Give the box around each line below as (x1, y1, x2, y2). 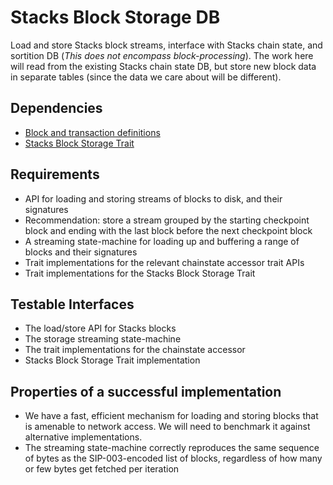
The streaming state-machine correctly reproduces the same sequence (24, 442, 320, 454)
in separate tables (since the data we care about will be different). (10, 71, 282, 83)
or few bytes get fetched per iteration (24, 463, 180, 475)
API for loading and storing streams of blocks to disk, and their (24, 192, 283, 205)
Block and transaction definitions (24, 126, 161, 138)
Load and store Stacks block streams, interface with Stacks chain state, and (10, 39, 323, 51)
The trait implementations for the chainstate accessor (24, 344, 246, 356)
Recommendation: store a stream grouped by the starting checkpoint (24, 214, 310, 226)
